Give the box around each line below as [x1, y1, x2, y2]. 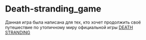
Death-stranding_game [5, 3, 102, 14]
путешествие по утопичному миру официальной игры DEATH [5, 24, 133, 30]
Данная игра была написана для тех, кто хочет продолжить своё [5, 19, 141, 25]
